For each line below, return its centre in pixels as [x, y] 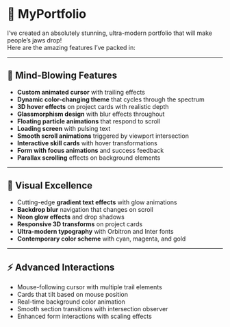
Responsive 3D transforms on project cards [80, 224]
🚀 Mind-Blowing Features [62, 76]
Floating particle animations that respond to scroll [89, 121]
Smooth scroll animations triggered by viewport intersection [103, 136]
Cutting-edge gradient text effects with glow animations [97, 202]
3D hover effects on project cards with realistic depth [93, 106]
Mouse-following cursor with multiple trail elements [89, 287]
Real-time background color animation [71, 302]
